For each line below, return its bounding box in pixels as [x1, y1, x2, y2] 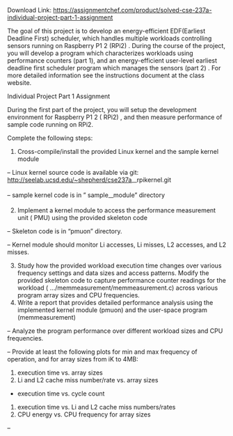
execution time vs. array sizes [17, 368, 103, 377]
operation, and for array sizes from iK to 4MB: [7, 355, 138, 363]
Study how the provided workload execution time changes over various [17, 261, 222, 270]
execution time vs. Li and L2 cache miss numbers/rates [17, 403, 176, 411]
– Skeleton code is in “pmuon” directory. [7, 226, 122, 235]
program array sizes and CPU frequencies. [17, 290, 140, 299]
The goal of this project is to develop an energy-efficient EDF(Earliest [7, 27, 206, 35]
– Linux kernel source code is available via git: [7, 169, 139, 176]
